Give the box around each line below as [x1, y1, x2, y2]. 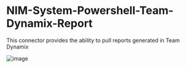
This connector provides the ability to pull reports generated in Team [6, 36, 180, 44]
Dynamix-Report [6, 16, 93, 30]
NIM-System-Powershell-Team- [6, 4, 174, 18]
